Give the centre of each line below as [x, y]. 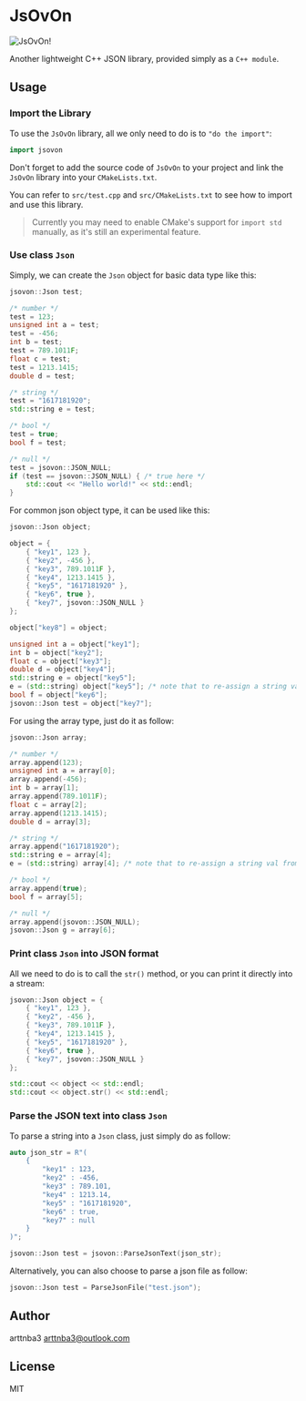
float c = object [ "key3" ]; [61, 661]
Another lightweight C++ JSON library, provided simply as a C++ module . [144, 58]
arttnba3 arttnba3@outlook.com [70, 1338]
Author [30, 1316]
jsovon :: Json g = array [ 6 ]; [63, 930]
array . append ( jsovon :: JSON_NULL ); [75, 922]
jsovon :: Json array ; [49, 737]
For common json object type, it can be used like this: [110, 510]
